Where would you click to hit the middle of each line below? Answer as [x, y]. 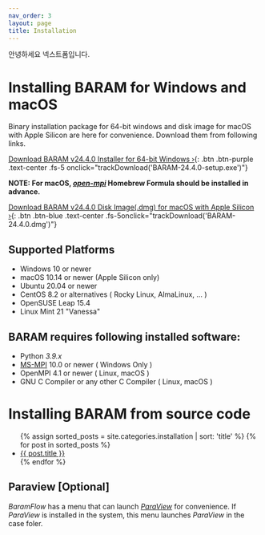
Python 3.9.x [41, 356]
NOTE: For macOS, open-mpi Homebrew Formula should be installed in [128, 183]
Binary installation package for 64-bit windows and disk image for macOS [130, 127]
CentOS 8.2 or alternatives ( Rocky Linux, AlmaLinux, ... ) [113, 294]
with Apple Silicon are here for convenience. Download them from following [133, 135]
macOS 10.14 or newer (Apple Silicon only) [90, 278]
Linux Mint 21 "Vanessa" [60, 312]
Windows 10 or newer [56, 269]
